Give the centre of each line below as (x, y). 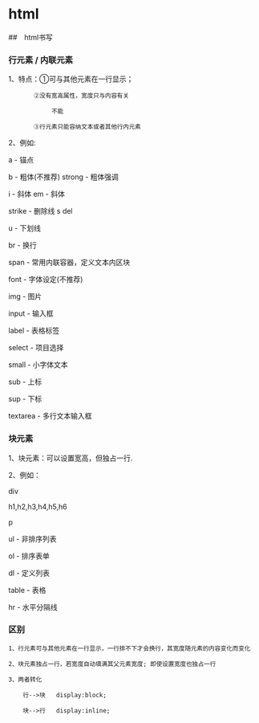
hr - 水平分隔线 (33, 607)
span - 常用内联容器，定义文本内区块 (69, 263)
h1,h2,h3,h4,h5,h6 (38, 506)
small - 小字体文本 (38, 365)
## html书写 (31, 37)
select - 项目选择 (36, 348)
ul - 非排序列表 (32, 538)
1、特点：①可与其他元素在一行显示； (71, 79)
